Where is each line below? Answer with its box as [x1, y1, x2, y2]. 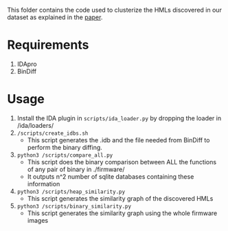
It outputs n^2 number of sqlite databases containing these [27, 172, 194, 181]
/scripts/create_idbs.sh [16, 130, 89, 137]
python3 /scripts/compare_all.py [16, 151, 113, 159]
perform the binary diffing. [27, 143, 103, 151]
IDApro [16, 60, 37, 68]
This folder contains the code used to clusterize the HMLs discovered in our [7, 6, 222, 14]
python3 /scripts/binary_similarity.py [16, 203, 132, 210]
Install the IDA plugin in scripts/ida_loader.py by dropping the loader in [16, 113, 222, 122]
